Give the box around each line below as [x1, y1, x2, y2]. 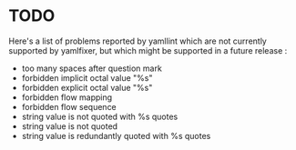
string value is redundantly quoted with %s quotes [21, 130, 211, 141]
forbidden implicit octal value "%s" [21, 72, 153, 83]
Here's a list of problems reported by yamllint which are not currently [8, 35, 268, 46]
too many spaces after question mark [21, 63, 163, 74]
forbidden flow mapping [21, 92, 113, 103]
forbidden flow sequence [21, 101, 117, 112]
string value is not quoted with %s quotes [21, 111, 179, 122]
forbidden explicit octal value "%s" [21, 82, 153, 93]
